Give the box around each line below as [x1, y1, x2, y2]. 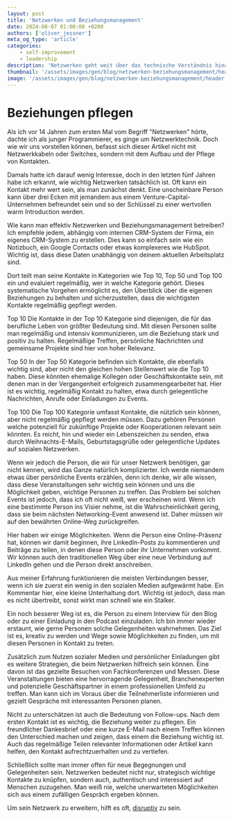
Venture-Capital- [142, 193, 191, 202]
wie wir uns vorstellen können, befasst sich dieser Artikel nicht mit [7, 143, 196, 151]
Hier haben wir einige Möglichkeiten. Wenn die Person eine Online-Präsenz [7, 531, 222, 540]
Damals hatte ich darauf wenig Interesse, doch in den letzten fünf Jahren [7, 171, 216, 179]
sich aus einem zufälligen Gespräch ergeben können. [7, 790, 159, 799]
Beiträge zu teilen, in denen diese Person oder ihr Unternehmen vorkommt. [7, 546, 222, 554]
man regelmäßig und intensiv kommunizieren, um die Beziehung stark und [7, 330, 219, 338]
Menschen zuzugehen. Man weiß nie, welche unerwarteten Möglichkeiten [7, 783, 218, 791]
